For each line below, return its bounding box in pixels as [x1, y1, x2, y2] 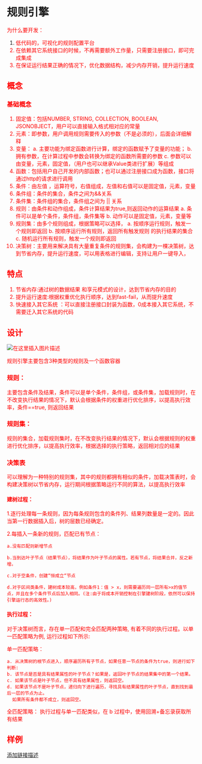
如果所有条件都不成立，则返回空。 [12, 696, 84, 702]
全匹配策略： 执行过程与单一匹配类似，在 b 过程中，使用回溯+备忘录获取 [7, 708, 186, 715]
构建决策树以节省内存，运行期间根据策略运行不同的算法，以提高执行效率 [7, 481, 185, 488]
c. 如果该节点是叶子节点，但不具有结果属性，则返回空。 [7, 677, 126, 683]
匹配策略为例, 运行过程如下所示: [11, 632, 91, 639]
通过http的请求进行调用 [15, 175, 73, 182]
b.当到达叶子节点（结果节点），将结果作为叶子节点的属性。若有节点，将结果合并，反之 [7, 555, 188, 561]
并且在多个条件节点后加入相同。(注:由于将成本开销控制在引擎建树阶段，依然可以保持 [15, 591, 195, 597]
